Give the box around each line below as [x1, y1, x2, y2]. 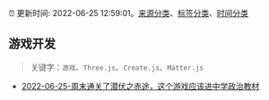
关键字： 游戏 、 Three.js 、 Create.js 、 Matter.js [30, 62, 204, 72]
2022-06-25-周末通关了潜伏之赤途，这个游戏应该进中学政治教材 [21, 80, 260, 91]
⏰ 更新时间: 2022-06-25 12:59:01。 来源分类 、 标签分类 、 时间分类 [8, 8, 248, 18]
